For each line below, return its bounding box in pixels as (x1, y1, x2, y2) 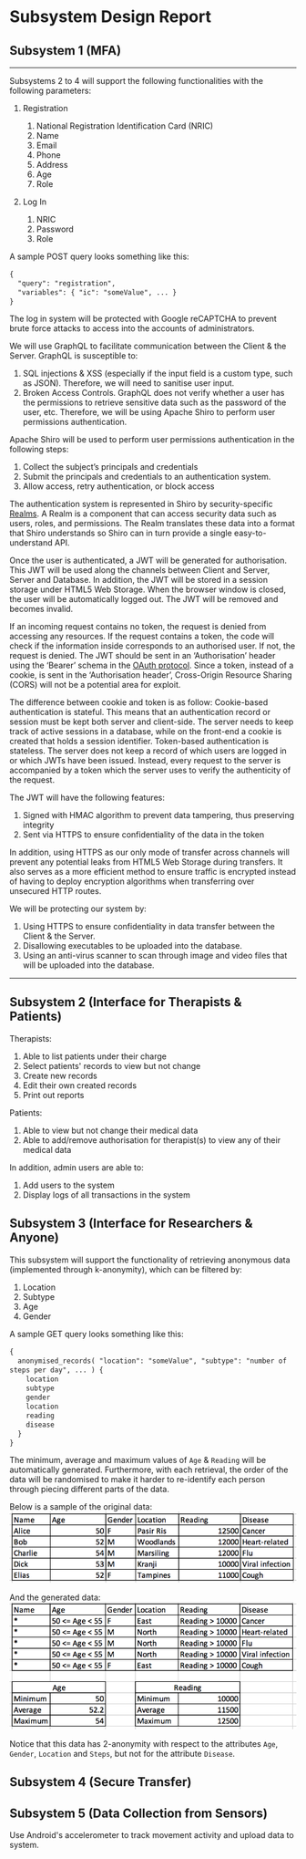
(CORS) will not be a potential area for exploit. (9, 680, 181, 690)
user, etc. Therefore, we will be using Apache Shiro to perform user (22, 407, 276, 417)
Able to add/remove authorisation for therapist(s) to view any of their (22, 1134, 280, 1146)
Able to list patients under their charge (22, 1051, 167, 1062)
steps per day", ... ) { (9, 1366, 104, 1375)
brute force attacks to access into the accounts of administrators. (9, 323, 255, 334)
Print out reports (22, 1089, 85, 1100)
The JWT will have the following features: (9, 792, 166, 803)
